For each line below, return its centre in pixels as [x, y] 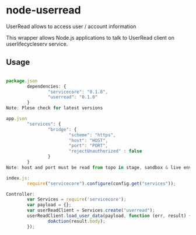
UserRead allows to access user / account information [71, 26]
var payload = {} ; [49, 205]
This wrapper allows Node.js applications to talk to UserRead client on [90, 37]
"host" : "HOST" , [88, 140]
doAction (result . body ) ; [77, 221]
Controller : [20, 194]
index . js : [18, 178]
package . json [22, 81]
